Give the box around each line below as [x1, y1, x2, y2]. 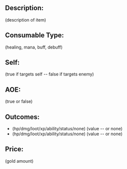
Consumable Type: [5, 31, 64, 40]
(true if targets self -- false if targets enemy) [5, 71, 94, 77]
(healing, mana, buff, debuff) [5, 44, 63, 50]
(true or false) [5, 98, 33, 104]
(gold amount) [5, 158, 34, 164]
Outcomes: [5, 113, 40, 121]
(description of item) [5, 17, 46, 23]
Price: [5, 145, 23, 153]
